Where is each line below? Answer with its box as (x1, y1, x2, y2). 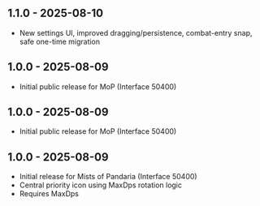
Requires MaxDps (19, 189, 79, 199)
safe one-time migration (19, 36, 101, 46)
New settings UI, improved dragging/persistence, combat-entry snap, (19, 28, 253, 37)
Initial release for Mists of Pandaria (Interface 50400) (19, 172, 197, 182)
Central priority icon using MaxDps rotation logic (19, 180, 182, 190)
